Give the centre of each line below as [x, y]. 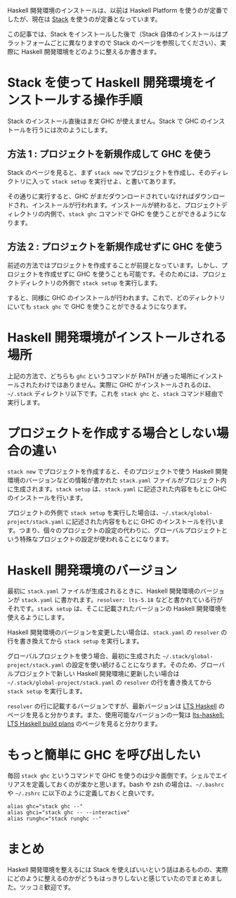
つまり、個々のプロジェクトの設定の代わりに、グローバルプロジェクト [120, 530]
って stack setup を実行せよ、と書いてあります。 [109, 181]
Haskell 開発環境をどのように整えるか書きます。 [91, 52]
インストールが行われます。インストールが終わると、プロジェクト [126, 205]
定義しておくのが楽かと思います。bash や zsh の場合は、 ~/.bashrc [128, 784]
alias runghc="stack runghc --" [54, 819]
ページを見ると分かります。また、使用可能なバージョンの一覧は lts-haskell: [116, 715]
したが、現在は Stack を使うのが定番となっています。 [84, 19]
